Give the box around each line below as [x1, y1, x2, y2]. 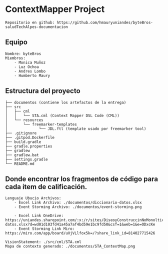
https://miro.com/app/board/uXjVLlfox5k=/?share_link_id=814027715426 [5, 231, 155, 236]
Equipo [5, 38, 27, 46]
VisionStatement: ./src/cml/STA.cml [5, 239, 81, 244]
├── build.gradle [5, 139, 41, 144]
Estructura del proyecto [5, 86, 81, 95]
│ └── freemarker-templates [5, 121, 77, 127]
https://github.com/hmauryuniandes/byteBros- [56, 20, 153, 25]
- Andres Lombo [14, 68, 46, 73]
